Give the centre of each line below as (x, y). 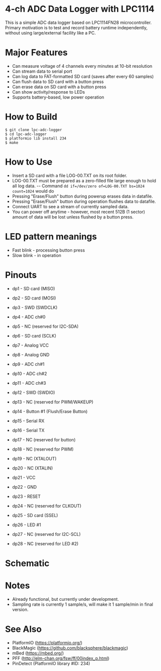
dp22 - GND (24, 487)
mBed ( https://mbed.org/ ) (38, 653)
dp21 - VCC (24, 477)
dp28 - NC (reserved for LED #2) (45, 543)
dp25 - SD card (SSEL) (35, 515)
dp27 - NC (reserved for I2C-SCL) (46, 534)
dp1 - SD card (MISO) (33, 288)
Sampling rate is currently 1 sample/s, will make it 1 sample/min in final (83, 604)
